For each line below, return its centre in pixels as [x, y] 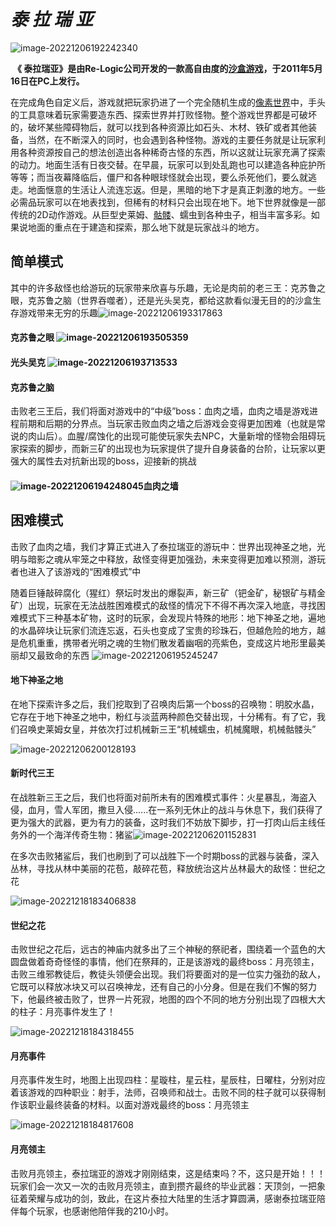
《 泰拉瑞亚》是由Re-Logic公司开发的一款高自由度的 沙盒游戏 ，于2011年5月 [167, 68]
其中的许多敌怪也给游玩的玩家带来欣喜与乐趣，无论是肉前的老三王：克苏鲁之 [168, 287]
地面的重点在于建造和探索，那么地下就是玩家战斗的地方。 [146, 227]
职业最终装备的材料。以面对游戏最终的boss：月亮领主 [138, 1105]
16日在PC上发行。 [47, 81]
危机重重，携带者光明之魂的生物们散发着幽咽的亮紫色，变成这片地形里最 [167, 642]
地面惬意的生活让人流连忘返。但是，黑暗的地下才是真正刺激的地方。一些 [176, 189]
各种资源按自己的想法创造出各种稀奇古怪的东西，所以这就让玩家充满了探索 [172, 152]
